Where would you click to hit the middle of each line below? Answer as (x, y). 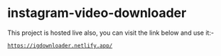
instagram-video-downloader (97, 13)
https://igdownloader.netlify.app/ (60, 45)
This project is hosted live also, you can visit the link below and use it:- (111, 33)
